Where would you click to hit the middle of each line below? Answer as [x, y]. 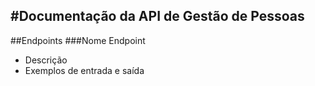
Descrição [46, 60]
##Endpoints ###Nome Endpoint [78, 40]
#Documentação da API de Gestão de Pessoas [157, 16]
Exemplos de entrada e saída [84, 70]
